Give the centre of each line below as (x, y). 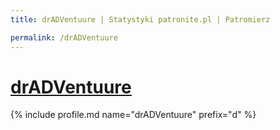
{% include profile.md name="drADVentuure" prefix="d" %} (133, 115)
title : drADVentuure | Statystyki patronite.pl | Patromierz (140, 19)
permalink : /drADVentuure (64, 37)
